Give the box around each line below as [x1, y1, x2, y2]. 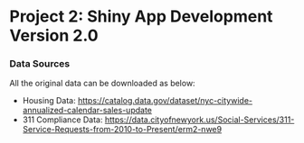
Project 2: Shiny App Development [9, 6, 273, 27]
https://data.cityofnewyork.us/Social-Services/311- [104, 114, 295, 125]
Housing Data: [22, 95, 76, 106]
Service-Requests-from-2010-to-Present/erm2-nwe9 [22, 124, 223, 135]
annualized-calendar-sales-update [22, 105, 152, 116]
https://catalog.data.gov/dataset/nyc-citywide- [77, 95, 253, 106]
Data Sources [9, 58, 71, 70]
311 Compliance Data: [22, 114, 103, 125]
